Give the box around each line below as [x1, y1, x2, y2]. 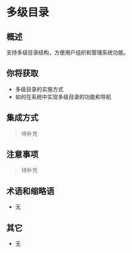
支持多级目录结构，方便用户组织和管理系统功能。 [6, 49, 129, 56]
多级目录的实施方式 [15, 86, 64, 93]
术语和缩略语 [6, 186, 55, 196]
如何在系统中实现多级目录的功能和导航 [15, 93, 111, 100]
